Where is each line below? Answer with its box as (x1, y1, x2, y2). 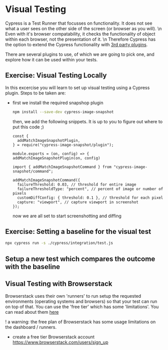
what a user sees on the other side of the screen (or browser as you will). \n (5, 25, 162, 31)
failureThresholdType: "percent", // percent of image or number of (17, 186, 163, 192)
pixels (12, 191, 27, 196)
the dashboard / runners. (5, 324, 57, 330)
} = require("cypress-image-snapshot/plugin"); (12, 142, 114, 147)
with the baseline (5, 262, 60, 271)
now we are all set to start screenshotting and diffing (12, 213, 122, 219)
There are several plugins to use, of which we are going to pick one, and (5, 51, 154, 57)
